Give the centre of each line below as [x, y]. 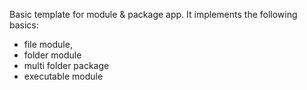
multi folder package [66, 65]
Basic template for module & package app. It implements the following [153, 14]
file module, [48, 44]
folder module [52, 55]
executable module [63, 76]
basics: [24, 25]
